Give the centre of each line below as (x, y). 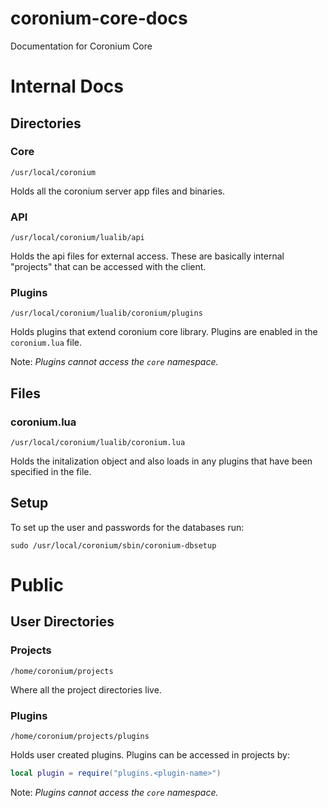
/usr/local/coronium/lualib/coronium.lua (98, 443)
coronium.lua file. (46, 343)
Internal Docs (67, 86)
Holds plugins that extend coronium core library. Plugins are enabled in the (164, 332)
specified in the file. (51, 472)
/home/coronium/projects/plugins (80, 737)
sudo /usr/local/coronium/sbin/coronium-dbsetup (113, 545)
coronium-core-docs (99, 18)
